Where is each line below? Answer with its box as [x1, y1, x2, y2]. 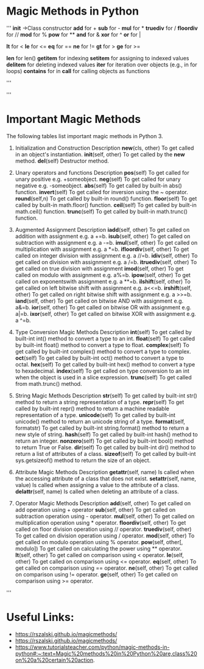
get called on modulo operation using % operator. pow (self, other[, [15, 538, 183, 545]
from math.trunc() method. [15, 380, 82, 387]
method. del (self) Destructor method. [15, 157, 110, 164]
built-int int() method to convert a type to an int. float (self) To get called [15, 335, 195, 342]
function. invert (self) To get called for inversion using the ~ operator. [15, 188, 189, 195]
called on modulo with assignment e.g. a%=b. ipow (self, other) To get [15, 271, 191, 278]
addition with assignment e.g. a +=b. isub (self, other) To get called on [15, 233, 191, 240]
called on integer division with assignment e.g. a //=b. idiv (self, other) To [15, 251, 198, 259]
